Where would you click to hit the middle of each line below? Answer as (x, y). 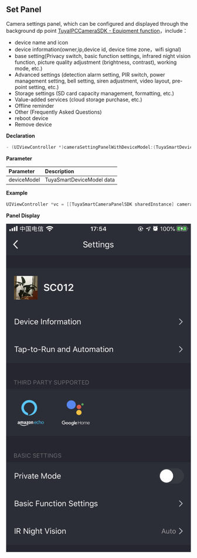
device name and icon (41, 42)
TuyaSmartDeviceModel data (80, 180)
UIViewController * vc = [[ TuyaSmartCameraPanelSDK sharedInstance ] (90, 204)
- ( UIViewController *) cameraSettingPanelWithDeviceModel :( (81, 147)
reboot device (31, 118)
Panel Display (23, 215)
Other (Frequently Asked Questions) (58, 112)
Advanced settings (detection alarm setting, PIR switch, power (90, 74)
